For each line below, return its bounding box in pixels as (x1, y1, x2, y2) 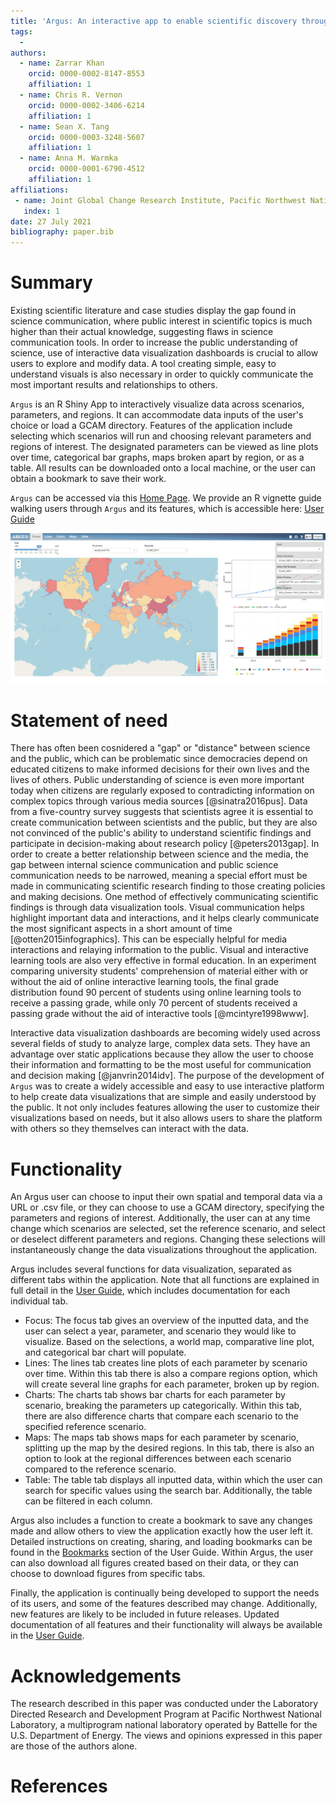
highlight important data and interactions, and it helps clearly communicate (10, 912, 320, 924)
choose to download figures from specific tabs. (10, 1568, 206, 1580)
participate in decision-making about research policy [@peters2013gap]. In (10, 838, 320, 850)
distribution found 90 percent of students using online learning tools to (10, 986, 302, 999)
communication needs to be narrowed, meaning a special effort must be (10, 870, 308, 882)
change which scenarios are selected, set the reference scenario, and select (10, 1223, 326, 1235)
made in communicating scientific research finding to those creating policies (10, 880, 326, 892)
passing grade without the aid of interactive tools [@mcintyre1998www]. (10, 1008, 310, 1020)
